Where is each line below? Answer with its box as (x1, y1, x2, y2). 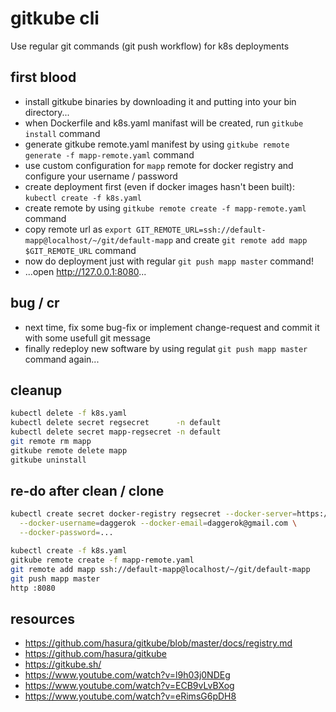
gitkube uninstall (10, 455, 87, 465)
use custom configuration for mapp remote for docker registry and (24, 159, 294, 171)
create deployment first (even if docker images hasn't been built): (24, 180, 295, 192)
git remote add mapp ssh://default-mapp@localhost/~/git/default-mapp (10, 564, 311, 574)
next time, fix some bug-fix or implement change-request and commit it (24, 321, 320, 333)
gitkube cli (10, 7, 100, 30)
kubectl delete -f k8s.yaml (10, 408, 128, 419)
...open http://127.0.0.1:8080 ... (24, 265, 147, 277)
